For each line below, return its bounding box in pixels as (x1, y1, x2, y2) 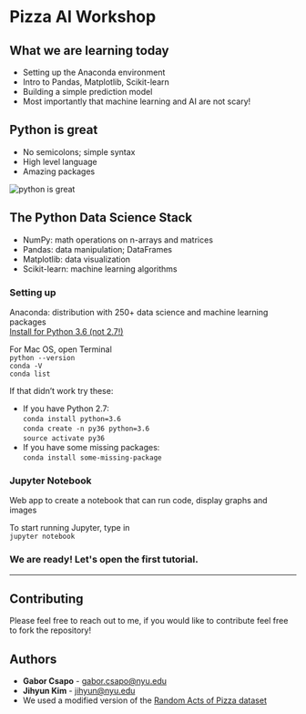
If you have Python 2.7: (22, 403, 109, 414)
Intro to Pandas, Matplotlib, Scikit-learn (22, 77, 170, 88)
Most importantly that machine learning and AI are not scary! (22, 96, 251, 107)
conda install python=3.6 (22, 414, 121, 423)
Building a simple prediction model (22, 87, 153, 97)
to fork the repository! (9, 625, 92, 636)
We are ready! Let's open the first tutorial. (9, 554, 199, 566)
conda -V (9, 361, 43, 370)
